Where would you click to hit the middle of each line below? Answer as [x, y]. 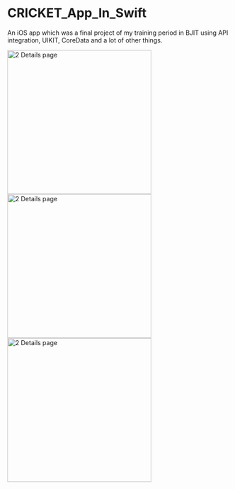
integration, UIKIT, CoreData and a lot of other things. [85, 40]
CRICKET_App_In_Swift [77, 13]
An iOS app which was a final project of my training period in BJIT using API [118, 33]
